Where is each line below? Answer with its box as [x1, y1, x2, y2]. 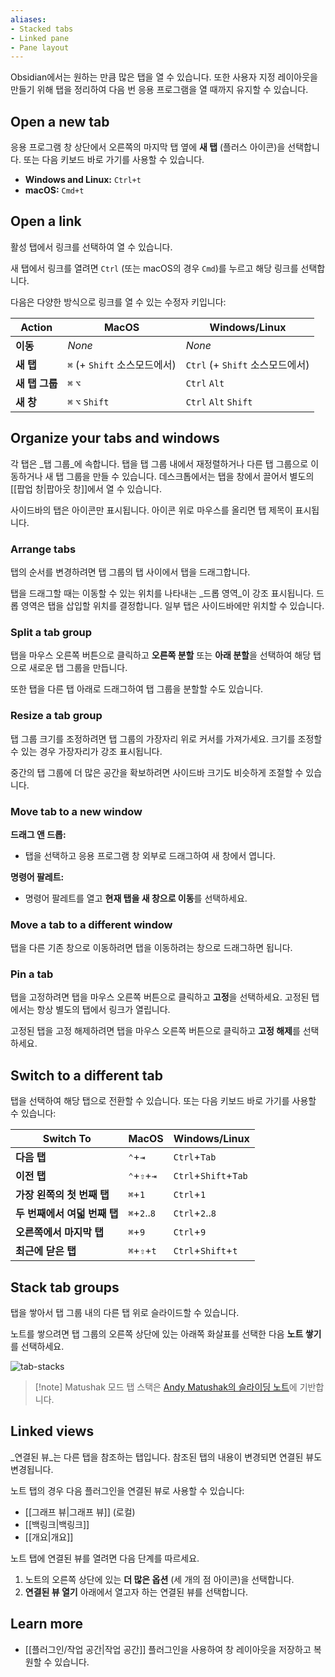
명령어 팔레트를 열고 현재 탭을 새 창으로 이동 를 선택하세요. [24, 892, 248, 904]
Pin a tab [10, 967, 54, 981]
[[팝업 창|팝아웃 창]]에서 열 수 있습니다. [10, 482, 163, 495]
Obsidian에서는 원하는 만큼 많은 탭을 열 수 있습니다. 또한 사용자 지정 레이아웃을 [10, 71, 318, 83]
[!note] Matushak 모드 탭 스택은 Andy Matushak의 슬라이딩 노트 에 [34, 1381, 298, 1393]
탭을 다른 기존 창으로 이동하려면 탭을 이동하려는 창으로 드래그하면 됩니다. [10, 942, 293, 954]
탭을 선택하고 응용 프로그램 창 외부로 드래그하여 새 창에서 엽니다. [24, 849, 276, 861]
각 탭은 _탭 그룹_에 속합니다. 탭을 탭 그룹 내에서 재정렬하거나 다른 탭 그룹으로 [10, 457, 309, 470]
